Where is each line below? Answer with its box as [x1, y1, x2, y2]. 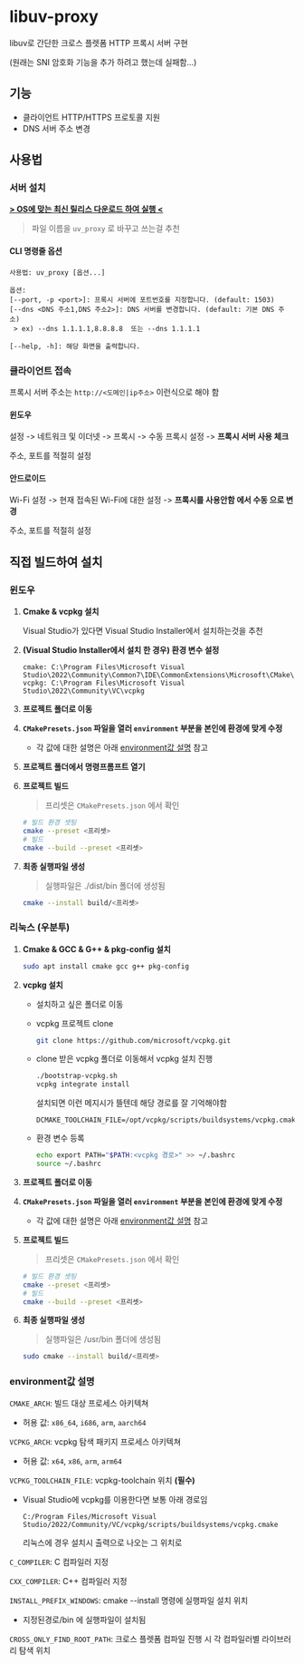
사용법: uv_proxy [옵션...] [9, 268, 106, 277]
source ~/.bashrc [35, 1159, 102, 1169]
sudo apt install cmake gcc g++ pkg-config [22, 961, 190, 971]
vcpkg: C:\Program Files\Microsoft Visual [22, 678, 185, 688]
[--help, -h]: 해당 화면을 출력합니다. [9, 342, 141, 351]
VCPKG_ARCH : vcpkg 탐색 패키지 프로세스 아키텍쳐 [9, 1435, 181, 1447]
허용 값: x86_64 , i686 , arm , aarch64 [22, 1416, 147, 1427]
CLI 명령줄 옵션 [9, 246, 63, 257]
